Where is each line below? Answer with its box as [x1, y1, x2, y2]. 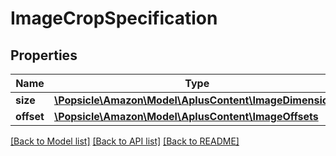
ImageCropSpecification [10, 7, 218, 30]
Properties [10, 47, 78, 64]
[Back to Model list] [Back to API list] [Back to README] [10, 135, 240, 147]
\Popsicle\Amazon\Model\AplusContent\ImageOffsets [53, 110, 319, 123]
